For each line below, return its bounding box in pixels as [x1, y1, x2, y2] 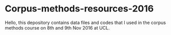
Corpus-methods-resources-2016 [5, 3, 154, 14]
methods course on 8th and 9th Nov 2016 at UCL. [5, 24, 110, 30]
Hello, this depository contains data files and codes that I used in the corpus [5, 19, 166, 25]
